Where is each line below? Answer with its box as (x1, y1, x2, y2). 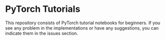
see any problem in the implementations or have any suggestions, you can (5, 25, 159, 31)
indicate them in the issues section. (5, 30, 79, 36)
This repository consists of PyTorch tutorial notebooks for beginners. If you (5, 20, 160, 26)
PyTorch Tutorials (5, 3, 80, 15)
